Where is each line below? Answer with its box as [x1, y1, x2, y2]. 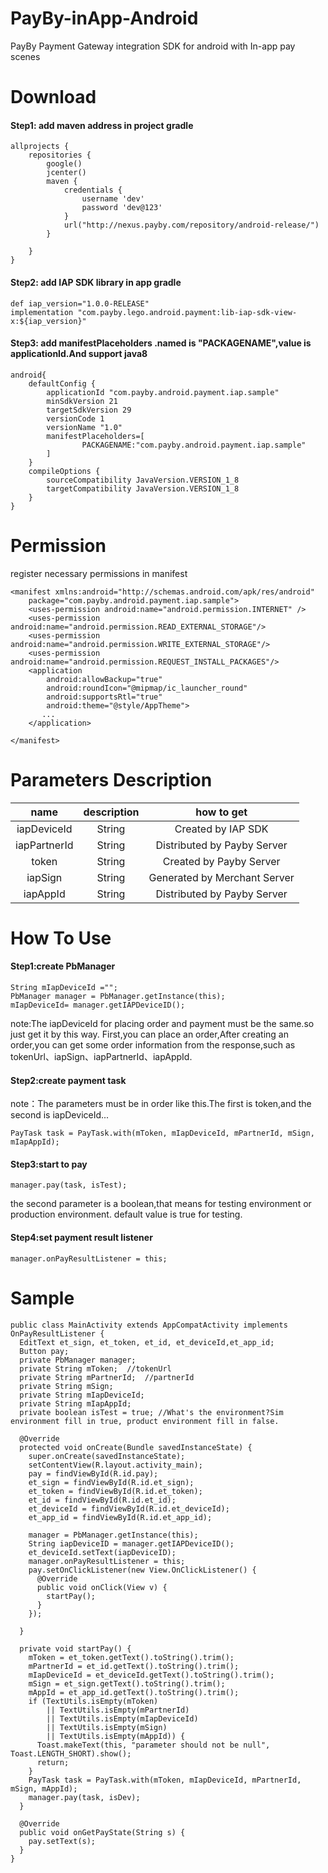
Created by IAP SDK [174, 822, 269, 836]
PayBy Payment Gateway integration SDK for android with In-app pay [10, 40, 296, 52]
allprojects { [10, 142, 70, 152]
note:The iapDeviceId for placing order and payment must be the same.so [10, 1018, 315, 1029]
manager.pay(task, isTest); [10, 1180, 128, 1191]
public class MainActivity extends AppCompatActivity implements [10, 1320, 288, 1330]
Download [10, 86, 97, 109]
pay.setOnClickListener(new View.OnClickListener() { [28, 1565, 257, 1575]
